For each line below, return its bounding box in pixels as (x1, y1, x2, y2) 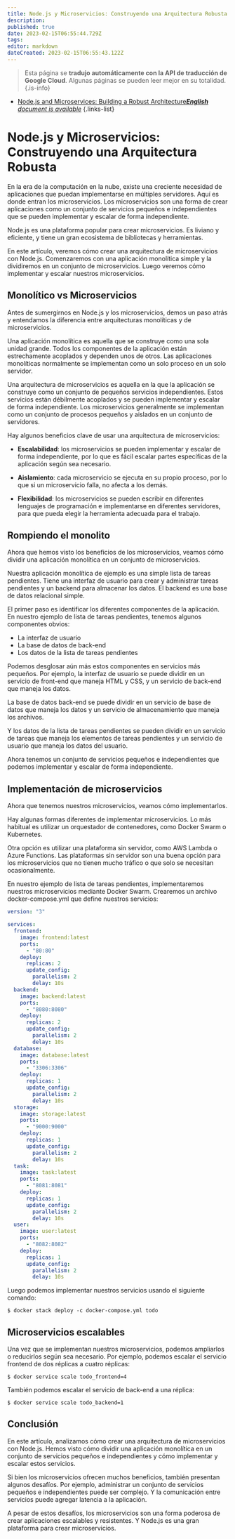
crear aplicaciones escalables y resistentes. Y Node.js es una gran (7, 1516, 200, 1524)
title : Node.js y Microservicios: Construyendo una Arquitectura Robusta (7, 10, 228, 18)
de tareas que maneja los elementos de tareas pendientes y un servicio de (7, 734, 223, 743)
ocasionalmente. (7, 866, 55, 875)
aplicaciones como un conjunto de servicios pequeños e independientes (7, 204, 217, 213)
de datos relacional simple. (7, 591, 86, 600)
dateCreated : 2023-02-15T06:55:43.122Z (7, 50, 124, 57)
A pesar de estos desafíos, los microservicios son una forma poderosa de (7, 1509, 221, 1517)
